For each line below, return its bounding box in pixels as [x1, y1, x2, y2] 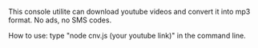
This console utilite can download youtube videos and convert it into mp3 [8, 7, 251, 16]
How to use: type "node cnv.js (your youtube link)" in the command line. [8, 31, 246, 40]
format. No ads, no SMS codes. [8, 15, 112, 25]
